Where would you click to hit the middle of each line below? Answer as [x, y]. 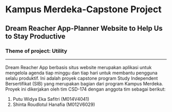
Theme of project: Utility [36, 51]
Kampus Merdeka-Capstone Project [83, 9]
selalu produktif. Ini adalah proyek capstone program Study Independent [82, 78]
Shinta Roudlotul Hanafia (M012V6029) [54, 105]
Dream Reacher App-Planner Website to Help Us [84, 28]
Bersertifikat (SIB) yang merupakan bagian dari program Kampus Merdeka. [84, 84]
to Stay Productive [35, 36]
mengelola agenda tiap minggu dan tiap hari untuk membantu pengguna [81, 73]
